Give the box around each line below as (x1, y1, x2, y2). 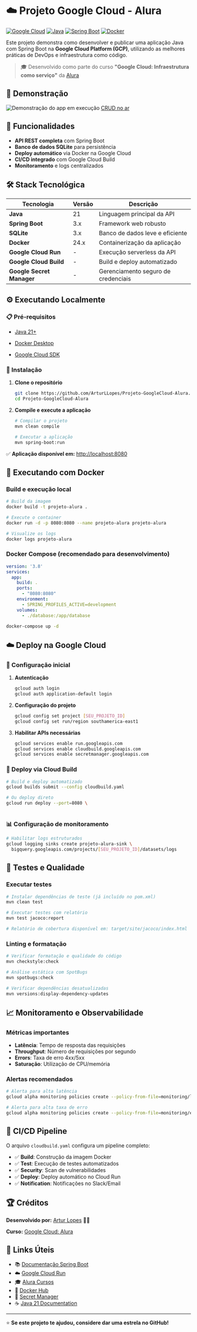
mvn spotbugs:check (6, 974, 54, 980)
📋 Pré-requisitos (6, 312, 56, 321)
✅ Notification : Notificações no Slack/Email (14, 1180, 121, 1187)
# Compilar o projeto (14, 418, 67, 424)
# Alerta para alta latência (6, 1089, 77, 1094)
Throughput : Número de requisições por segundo (14, 1048, 136, 1055)
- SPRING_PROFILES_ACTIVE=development (21, 602, 117, 607)
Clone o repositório (14, 379, 63, 386)
